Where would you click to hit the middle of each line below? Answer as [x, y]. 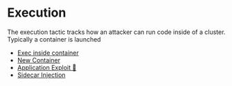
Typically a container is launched [54, 39]
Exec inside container [48, 53]
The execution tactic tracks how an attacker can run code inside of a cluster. [116, 32]
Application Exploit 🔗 [47, 67]
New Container [39, 60]
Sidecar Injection [41, 75]
